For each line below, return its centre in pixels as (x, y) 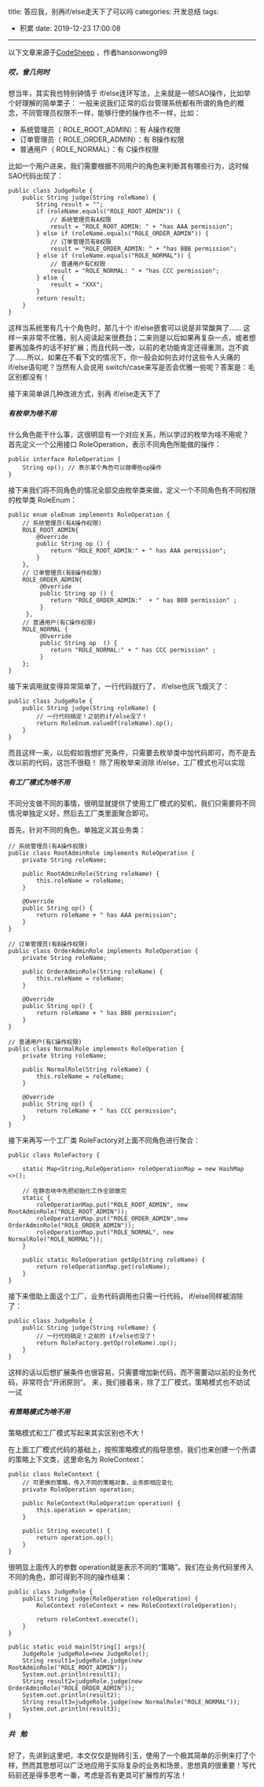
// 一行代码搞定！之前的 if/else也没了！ (97, 1336)
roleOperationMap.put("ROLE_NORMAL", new (105, 1232)
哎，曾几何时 (29, 72)
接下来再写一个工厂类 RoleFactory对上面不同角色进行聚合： (104, 1140)
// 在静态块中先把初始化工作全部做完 (75, 1191)
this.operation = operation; (84, 1510)
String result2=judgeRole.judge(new (82, 1681)
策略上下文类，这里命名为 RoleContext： (81, 1459)
